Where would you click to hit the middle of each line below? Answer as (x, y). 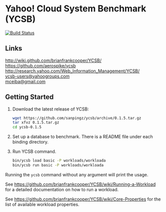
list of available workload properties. (42, 204)
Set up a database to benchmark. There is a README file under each (83, 137)
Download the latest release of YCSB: (51, 109)
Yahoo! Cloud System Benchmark (76, 9)
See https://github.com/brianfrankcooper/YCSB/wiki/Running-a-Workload (81, 184)
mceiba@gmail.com (26, 81)
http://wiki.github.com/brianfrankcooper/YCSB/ (53, 60)
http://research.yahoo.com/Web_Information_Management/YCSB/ (72, 71)
